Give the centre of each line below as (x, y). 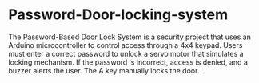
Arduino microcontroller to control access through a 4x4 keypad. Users (126, 45)
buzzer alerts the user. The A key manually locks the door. (104, 70)
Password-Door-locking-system (118, 15)
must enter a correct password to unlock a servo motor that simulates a (126, 53)
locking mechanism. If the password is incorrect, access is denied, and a (128, 62)
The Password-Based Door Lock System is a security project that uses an (130, 37)
